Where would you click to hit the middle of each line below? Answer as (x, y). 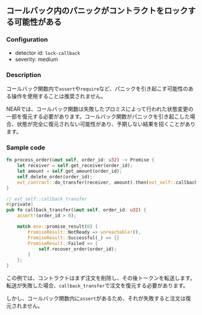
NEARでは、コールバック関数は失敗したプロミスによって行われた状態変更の (100, 109)
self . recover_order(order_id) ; (78, 249)
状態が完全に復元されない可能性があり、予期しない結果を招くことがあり (106, 124)
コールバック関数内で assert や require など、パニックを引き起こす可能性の (97, 89)
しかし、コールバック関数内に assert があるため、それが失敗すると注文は (96, 298)
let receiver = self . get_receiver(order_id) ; (75, 166)
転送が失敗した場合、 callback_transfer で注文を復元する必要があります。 (97, 285)
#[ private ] (20, 204)
